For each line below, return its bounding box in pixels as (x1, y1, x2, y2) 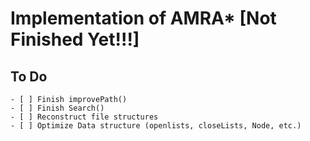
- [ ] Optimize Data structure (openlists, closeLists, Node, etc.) (10, 121, 302, 131)
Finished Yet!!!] (10, 28, 140, 51)
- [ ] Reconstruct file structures (10, 112, 159, 122)
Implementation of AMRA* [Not (10, 7, 277, 30)
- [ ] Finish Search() (10, 103, 105, 113)
